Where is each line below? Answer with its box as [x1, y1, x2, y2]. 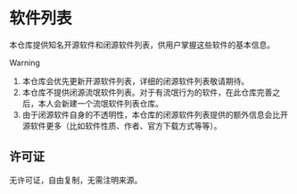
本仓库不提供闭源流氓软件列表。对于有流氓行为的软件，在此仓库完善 [21, 87, 273, 97]
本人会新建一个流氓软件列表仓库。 [37, 97, 163, 108]
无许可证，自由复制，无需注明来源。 [9, 174, 143, 185]
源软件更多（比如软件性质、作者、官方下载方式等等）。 [21, 120, 222, 131]
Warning [9, 57, 40, 68]
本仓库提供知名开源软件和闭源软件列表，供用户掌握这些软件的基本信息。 [9, 39, 275, 50]
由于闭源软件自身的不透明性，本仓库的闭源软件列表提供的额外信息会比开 [21, 109, 288, 120]
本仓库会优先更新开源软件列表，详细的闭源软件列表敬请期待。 [21, 75, 250, 86]
